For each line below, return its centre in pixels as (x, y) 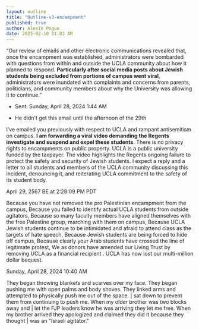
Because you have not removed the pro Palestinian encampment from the (96, 203)
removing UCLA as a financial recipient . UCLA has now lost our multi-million (100, 254)
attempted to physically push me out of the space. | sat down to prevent (94, 296)
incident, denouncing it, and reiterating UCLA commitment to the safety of (97, 174)
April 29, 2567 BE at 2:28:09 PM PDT (51, 191)
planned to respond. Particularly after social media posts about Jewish (94, 70)
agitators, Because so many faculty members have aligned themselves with (99, 216)
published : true (26, 23)
